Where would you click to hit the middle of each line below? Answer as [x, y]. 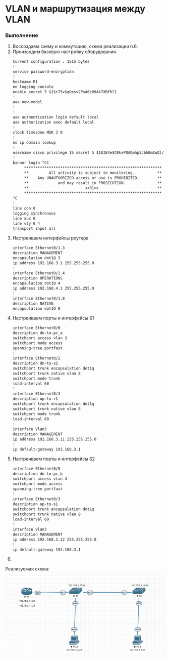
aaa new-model [27, 102]
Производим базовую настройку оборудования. [65, 52]
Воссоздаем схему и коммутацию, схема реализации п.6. [75, 47]
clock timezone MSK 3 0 [38, 133]
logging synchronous [34, 214]
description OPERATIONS [38, 278]
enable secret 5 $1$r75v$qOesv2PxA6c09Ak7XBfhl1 [65, 92]
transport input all [34, 229]
